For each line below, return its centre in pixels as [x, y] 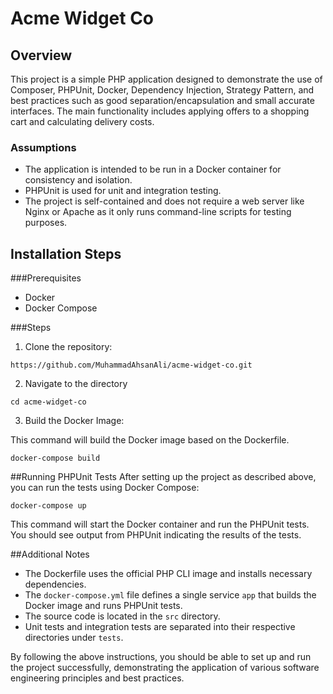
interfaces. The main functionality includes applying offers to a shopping [160, 111]
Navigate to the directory [76, 384]
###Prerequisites [46, 278]
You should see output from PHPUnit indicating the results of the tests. [156, 535]
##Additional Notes [50, 554]
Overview [41, 55]
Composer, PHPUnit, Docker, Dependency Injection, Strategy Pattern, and [162, 90]
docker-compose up [48, 506]
